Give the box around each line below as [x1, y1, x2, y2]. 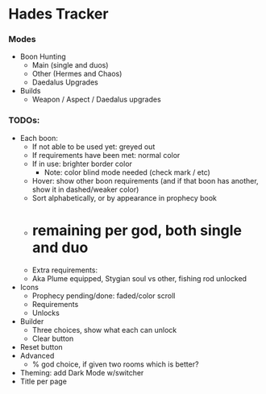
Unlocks [31, 308, 60, 317]
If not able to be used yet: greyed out [31, 142, 156, 151]
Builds [19, 86, 41, 96]
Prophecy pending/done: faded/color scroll [31, 291, 176, 301]
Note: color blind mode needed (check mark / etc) [44, 167, 211, 177]
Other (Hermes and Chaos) [31, 69, 123, 79]
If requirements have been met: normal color [31, 150, 181, 160]
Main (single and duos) [31, 60, 109, 70]
